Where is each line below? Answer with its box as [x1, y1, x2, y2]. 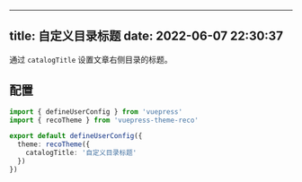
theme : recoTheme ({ [17, 140, 91, 149]
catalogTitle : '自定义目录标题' [25, 149, 138, 158]
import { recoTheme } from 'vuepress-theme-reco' [9, 116, 200, 125]
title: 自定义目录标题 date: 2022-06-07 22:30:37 [9, 29, 283, 44]
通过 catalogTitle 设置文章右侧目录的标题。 [9, 54, 173, 65]
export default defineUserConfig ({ [9, 132, 143, 141]
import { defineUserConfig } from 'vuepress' [9, 107, 182, 117]
